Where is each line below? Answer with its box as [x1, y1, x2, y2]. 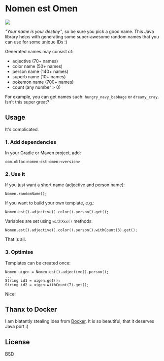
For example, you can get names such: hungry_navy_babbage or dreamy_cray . [5, 94, 159, 99]
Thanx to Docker [5, 305, 58, 314]
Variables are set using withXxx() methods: [5, 218, 93, 224]
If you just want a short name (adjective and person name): [5, 182, 125, 188]
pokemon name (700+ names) [12, 79, 74, 85]
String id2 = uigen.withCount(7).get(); [5, 282, 90, 287]
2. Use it [5, 170, 26, 177]
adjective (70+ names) [12, 58, 58, 64]
